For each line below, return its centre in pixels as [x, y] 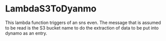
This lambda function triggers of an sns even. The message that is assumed [83, 22]
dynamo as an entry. [26, 33]
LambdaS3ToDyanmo [51, 9]
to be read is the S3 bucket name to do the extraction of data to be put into [82, 27]
